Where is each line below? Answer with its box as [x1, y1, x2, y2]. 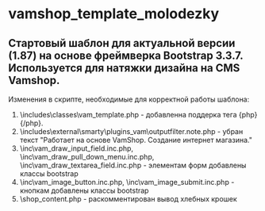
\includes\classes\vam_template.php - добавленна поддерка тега [19, 110, 237, 119]
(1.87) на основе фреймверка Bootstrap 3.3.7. [8, 48, 244, 62]
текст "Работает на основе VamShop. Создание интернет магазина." [19, 136, 252, 144]
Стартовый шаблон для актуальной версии [8, 36, 236, 50]
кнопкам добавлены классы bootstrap [19, 186, 149, 195]
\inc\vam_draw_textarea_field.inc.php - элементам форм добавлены [19, 160, 247, 170]
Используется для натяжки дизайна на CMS [8, 61, 240, 75]
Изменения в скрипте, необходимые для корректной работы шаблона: [8, 94, 250, 104]
